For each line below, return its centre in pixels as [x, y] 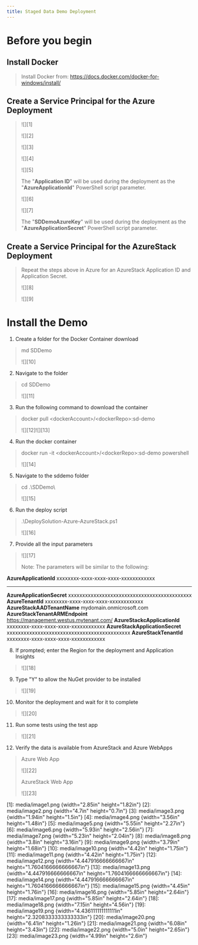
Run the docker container [46, 442]
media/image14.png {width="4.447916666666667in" [71, 880]
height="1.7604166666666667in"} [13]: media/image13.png [78, 867]
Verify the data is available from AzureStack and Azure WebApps [94, 748]
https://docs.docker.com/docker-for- [115, 76]
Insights [25, 657]
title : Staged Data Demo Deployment [51, 11]
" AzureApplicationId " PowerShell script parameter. [83, 188]
